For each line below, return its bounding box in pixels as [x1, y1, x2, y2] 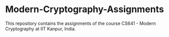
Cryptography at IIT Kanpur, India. [5, 25, 76, 31]
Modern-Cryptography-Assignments [5, 4, 164, 15]
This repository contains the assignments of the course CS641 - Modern [5, 20, 156, 26]
